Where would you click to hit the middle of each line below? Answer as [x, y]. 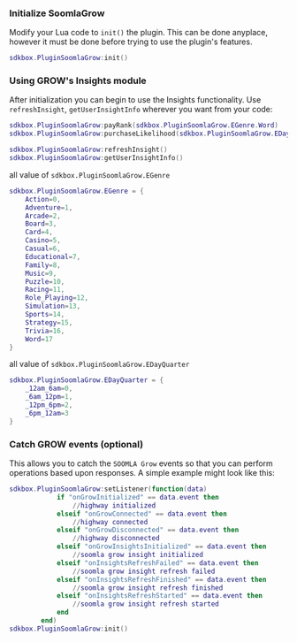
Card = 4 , [39, 233]
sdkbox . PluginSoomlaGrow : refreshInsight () [88, 150]
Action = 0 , [43, 199]
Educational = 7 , [53, 256]
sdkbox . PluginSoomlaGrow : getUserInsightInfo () [96, 158]
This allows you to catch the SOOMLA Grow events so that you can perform [141, 463]
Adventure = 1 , [49, 207]
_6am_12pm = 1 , [49, 397]
